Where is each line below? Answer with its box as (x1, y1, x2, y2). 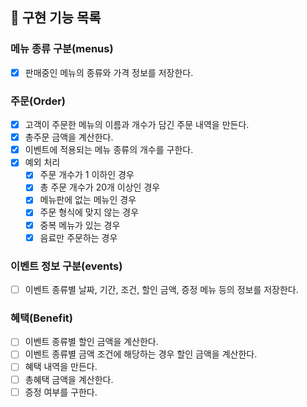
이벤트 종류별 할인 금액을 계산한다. (24, 336, 159, 348)
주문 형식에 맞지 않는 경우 (39, 206, 140, 218)
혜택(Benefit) (10, 311, 74, 325)
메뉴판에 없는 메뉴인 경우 (39, 194, 137, 206)
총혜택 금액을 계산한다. (24, 373, 114, 385)
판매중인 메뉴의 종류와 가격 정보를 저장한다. (24, 66, 194, 78)
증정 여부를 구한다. (24, 386, 98, 398)
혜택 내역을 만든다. (24, 361, 98, 373)
